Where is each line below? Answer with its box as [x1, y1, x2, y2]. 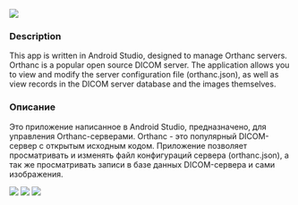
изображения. [9, 168, 64, 179]
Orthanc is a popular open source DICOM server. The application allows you [9, 60, 290, 70]
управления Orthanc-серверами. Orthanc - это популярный [9, 130, 237, 142]
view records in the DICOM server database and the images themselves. [9, 78, 277, 89]
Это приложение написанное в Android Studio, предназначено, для [9, 121, 267, 132]
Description [9, 29, 62, 42]
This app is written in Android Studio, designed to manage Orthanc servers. [9, 50, 288, 61]
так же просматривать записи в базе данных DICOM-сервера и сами [9, 159, 276, 169]
